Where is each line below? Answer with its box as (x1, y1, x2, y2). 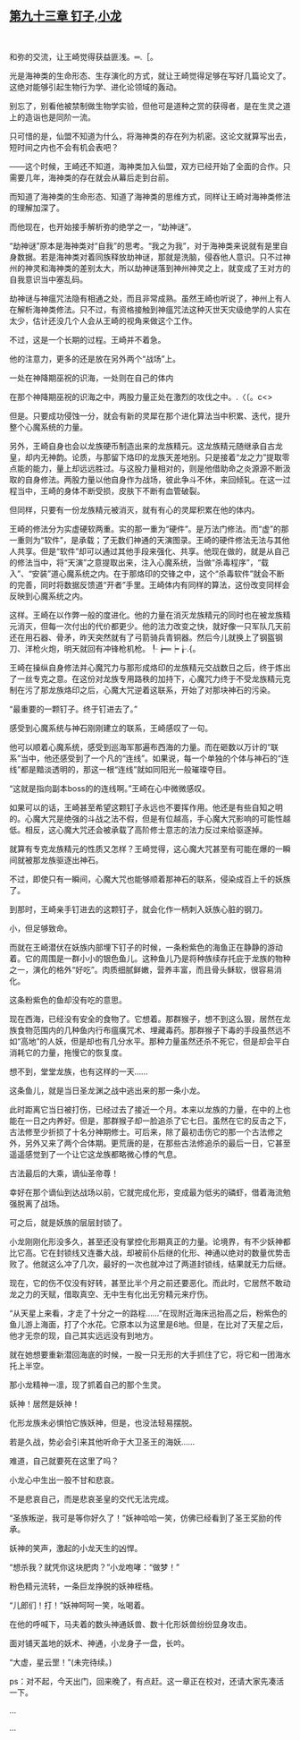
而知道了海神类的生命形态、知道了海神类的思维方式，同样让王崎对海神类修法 (9, 191, 291, 201)
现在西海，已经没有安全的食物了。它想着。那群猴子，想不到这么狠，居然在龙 (9, 1013, 291, 1024)
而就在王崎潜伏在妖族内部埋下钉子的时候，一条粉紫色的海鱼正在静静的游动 (9, 942, 283, 952)
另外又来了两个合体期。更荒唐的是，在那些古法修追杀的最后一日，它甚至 (24, 1138, 291, 1148)
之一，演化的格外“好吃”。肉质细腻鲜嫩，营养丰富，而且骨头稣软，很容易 (9, 964, 275, 975)
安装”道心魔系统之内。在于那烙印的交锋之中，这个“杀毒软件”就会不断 (31, 567, 285, 579)
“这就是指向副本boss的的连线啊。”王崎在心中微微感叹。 (9, 782, 211, 794)
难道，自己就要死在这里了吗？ (9, 1455, 119, 1466)
